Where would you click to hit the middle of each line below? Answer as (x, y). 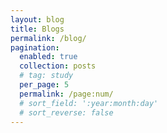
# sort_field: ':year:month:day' (89, 103)
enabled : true (48, 57)
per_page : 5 (44, 85)
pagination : (35, 47)
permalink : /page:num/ (66, 94)
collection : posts (58, 66)
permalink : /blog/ (48, 38)
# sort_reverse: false (66, 112)
